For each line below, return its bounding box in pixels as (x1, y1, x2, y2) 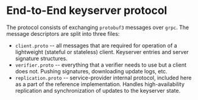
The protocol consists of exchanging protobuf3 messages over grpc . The (6, 24, 189, 31)
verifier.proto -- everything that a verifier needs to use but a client (15, 61, 187, 68)
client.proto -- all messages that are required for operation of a (15, 42, 178, 49)
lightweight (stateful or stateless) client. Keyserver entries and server (15, 48, 189, 55)
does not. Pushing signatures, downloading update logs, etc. (15, 67, 168, 75)
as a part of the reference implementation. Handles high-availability (15, 80, 185, 88)
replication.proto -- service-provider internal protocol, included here (15, 74, 192, 81)
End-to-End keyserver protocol (6, 4, 168, 18)
